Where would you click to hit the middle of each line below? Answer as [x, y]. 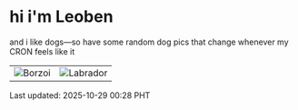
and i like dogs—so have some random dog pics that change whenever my [149, 42]
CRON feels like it [42, 51]
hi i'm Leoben [61, 17]
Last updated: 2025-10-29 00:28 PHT [80, 95]
